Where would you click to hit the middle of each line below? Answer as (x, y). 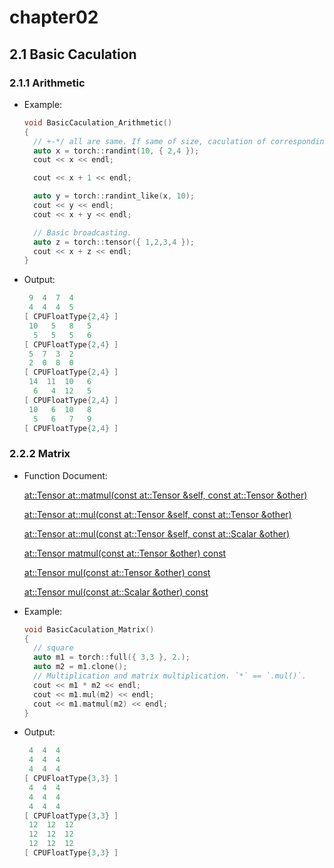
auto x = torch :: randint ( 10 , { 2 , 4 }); (116, 151)
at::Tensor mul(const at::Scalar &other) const (116, 592)
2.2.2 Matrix (40, 454)
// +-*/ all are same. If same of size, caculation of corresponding (181, 141)
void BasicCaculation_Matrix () (89, 629)
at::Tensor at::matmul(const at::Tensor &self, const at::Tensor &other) (165, 495)
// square (53, 648)
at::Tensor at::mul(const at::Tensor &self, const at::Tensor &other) (157, 514)
